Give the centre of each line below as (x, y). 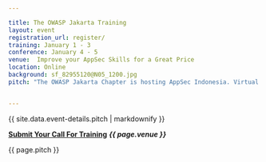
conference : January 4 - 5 (53, 53)
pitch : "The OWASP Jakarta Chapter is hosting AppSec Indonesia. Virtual (134, 82)
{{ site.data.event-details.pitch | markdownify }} (87, 119)
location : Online (37, 67)
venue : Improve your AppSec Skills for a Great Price (101, 60)
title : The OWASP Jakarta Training (67, 22)
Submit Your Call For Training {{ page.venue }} (87, 134)
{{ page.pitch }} (34, 149)
